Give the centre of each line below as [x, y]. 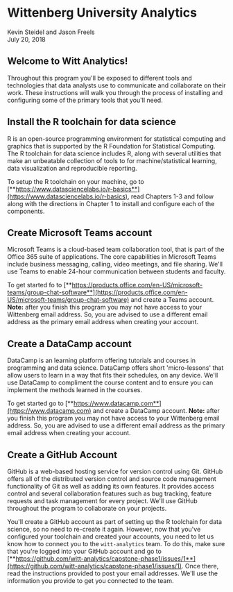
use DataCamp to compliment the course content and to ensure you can [110, 382]
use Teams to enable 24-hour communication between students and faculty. [116, 271]
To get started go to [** [41, 403]
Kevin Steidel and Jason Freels [51, 32]
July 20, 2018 [27, 39]
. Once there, [200, 566]
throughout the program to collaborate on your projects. [87, 508]
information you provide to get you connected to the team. [90, 581]
